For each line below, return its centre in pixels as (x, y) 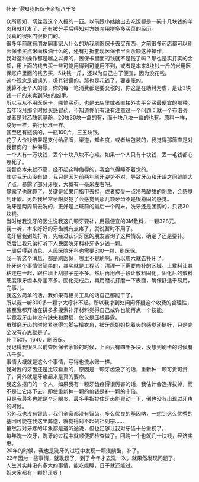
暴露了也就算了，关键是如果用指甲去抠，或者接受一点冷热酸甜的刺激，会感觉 (99, 192)
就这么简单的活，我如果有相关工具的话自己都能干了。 (71, 295)
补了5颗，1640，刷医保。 (37, 340)
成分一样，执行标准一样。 (37, 125)
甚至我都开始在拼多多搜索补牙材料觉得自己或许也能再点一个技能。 (86, 310)
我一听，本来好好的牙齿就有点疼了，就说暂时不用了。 (71, 229)
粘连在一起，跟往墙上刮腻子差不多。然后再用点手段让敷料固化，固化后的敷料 (99, 273)
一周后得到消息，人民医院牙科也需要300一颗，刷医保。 (73, 251)
